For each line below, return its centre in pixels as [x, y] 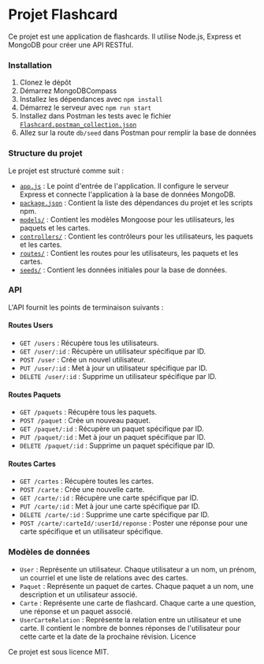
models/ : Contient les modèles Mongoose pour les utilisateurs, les [127, 219]
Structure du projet [45, 153]
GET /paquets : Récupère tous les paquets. [88, 412]
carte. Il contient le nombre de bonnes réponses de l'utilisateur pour [130, 628]
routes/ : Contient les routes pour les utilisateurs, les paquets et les [129, 253]
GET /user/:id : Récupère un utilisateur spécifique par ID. [113, 351]
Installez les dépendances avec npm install [91, 99]
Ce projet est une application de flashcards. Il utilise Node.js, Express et [125, 36]
